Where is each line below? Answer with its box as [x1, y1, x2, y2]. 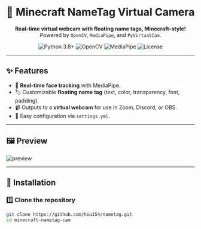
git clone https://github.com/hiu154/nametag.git [6, 212, 133, 218]
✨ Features [6, 66, 48, 76]
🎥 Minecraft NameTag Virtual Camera [6, 5, 195, 19]
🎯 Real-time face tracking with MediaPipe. [14, 82, 121, 89]
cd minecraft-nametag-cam [6, 217, 71, 223]
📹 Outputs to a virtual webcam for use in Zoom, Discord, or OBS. [14, 104, 178, 111]
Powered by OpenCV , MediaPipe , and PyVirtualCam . [39, 31, 162, 38]
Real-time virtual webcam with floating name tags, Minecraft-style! [14, 25, 187, 32]
